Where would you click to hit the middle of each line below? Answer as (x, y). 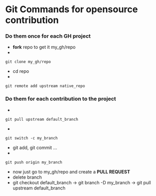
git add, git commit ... (35, 147)
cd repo (21, 71)
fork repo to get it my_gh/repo (44, 47)
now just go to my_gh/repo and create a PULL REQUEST (71, 172)
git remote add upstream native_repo (45, 86)
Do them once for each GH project (48, 36)
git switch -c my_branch (32, 138)
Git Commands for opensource (72, 9)
